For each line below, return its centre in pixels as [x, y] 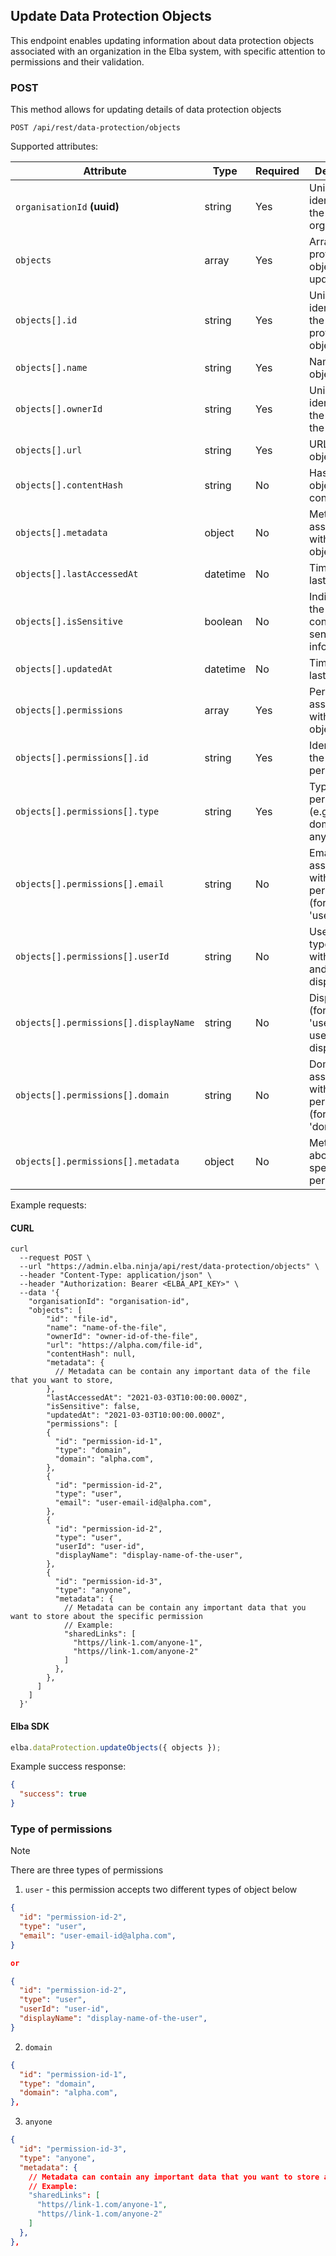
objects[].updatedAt [64, 669]
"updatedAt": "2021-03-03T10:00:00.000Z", [136, 1415]
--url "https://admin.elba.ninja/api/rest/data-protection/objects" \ [169, 1267]
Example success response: [68, 1766]
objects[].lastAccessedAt [77, 574]
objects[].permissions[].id [82, 758]
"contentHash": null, [91, 1354]
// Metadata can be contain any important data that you [185, 1608]
